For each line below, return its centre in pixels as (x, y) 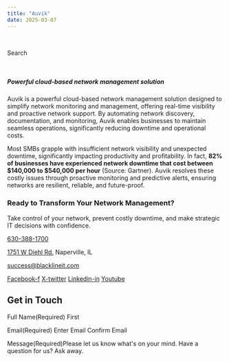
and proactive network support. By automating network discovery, (101, 113)
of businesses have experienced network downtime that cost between (110, 163)
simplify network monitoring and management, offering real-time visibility (111, 106)
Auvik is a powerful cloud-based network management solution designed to (115, 99)
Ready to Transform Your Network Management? (91, 203)
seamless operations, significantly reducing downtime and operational (107, 128)
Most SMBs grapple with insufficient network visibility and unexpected (107, 149)
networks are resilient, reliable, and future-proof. (76, 185)
